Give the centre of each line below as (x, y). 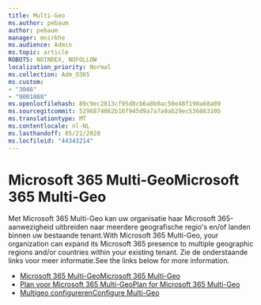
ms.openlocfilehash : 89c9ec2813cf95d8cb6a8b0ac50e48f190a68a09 (115, 104)
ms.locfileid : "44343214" (51, 141)
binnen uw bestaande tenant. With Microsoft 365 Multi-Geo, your (113, 235)
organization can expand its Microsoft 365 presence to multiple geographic (131, 244)
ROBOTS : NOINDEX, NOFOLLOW (53, 60)
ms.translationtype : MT (47, 119)
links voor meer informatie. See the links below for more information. (119, 261)
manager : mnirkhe (37, 38)
